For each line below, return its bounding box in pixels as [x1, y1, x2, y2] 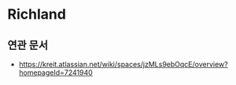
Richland [7, 5, 66, 23]
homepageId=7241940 [18, 68, 94, 77]
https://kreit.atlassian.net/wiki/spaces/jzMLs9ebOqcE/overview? [18, 60, 229, 69]
